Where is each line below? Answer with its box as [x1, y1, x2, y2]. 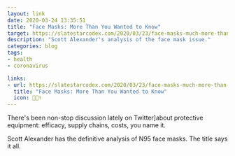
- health [7, 56, 33, 63]
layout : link [7, 10, 45, 17]
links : [7, 75, 27, 82]
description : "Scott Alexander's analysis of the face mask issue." [7, 36, 211, 43]
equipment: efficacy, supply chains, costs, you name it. [7, 121, 166, 129]
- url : [7, 81, 27, 88]
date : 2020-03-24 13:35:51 [7, 17, 86, 24]
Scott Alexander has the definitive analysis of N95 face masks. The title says [7, 134, 228, 143]
